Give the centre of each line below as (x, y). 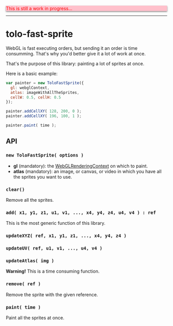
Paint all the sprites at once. (35, 318)
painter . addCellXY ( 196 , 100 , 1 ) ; (44, 116)
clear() (15, 189)
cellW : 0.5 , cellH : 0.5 (36, 97)
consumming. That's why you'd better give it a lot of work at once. (76, 53)
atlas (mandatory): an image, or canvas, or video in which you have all (87, 171)
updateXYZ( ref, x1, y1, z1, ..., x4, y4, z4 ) (66, 236)
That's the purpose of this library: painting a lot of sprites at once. (75, 63)
